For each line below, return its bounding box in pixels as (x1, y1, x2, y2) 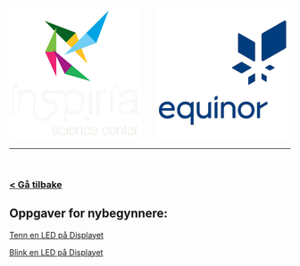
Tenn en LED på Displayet (9, 229, 104, 240)
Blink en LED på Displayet (9, 246, 104, 257)
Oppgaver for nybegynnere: (9, 206, 168, 221)
